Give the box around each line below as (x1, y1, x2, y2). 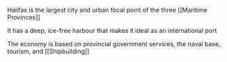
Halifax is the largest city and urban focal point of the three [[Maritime (7, 6, 208, 14)
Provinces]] (7, 13, 40, 21)
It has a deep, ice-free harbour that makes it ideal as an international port (7, 27, 217, 34)
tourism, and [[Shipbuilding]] (7, 48, 90, 55)
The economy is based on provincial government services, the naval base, (7, 40, 221, 48)
